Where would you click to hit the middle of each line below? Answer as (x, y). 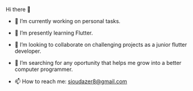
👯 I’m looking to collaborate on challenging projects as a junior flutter (101, 45)
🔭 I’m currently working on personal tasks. (68, 21)
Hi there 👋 (18, 9)
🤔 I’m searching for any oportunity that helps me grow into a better (98, 63)
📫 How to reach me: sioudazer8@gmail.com (71, 81)
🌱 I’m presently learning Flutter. (54, 33)
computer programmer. (44, 69)
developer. (28, 51)
